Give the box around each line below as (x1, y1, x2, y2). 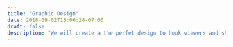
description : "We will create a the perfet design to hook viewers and (7, 29, 218, 37)
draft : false (7, 23, 45, 30)
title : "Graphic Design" (7, 10, 79, 17)
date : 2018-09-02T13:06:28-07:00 (7, 17, 104, 23)
